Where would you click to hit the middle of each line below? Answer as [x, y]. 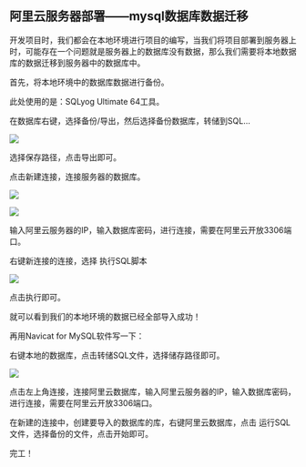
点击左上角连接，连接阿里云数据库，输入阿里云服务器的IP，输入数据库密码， [153, 391]
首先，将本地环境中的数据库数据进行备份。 [89, 82]
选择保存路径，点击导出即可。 [65, 157]
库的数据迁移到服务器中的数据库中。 [77, 63]
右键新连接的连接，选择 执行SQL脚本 [78, 260]
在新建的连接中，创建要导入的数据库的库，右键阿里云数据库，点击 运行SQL [150, 422]
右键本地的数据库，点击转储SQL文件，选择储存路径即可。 [117, 355]
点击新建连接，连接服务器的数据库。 [77, 177]
